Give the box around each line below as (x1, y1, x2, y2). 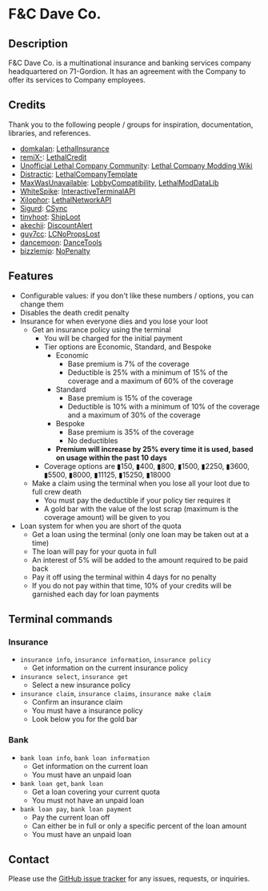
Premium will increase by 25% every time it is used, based (55, 444, 254, 454)
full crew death (31, 486, 82, 496)
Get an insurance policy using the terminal (31, 324, 171, 334)
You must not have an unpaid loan (31, 795, 145, 805)
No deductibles (67, 435, 118, 445)
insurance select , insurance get (19, 672, 129, 681)
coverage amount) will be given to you (43, 512, 170, 522)
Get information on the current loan (31, 761, 149, 771)
